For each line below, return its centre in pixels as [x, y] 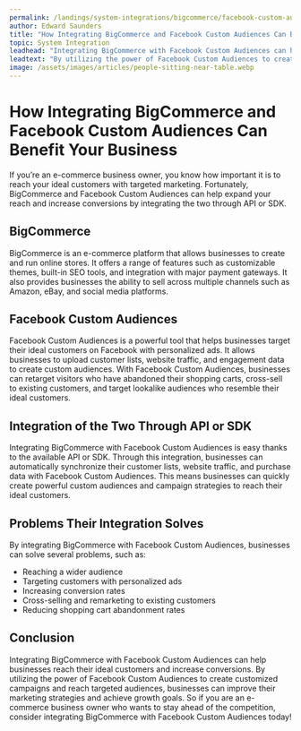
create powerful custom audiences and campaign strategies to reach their [146, 486]
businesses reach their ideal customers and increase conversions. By [138, 669]
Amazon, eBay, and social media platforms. [89, 291]
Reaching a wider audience [73, 572]
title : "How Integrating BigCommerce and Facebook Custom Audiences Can [148, 34]
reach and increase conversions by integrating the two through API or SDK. [148, 203]
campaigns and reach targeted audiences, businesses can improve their [142, 688]
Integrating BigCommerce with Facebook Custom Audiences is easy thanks [149, 448]
